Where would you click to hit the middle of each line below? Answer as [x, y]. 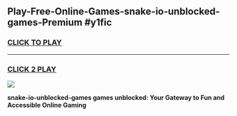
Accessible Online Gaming [47, 105]
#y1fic [98, 23]
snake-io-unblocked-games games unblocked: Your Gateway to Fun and [116, 97]
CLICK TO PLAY [35, 43]
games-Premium [45, 23]
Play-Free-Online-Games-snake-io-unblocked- [114, 12]
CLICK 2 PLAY [32, 69]
